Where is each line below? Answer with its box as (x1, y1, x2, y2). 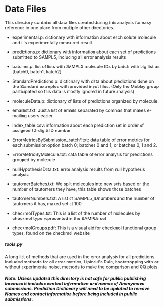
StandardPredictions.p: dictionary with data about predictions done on (12, 78, 154, 84)
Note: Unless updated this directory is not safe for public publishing (5, 275, 146, 281)
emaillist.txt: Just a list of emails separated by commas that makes (12, 108, 146, 113)
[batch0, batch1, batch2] (12, 68, 62, 74)
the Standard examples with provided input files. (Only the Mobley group (12, 83, 159, 89)
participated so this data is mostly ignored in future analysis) (12, 88, 135, 94)
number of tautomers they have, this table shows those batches (12, 186, 141, 192)
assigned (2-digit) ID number (12, 127, 71, 133)
